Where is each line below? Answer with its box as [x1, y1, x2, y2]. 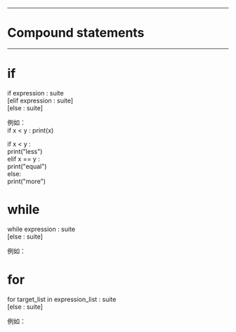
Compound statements [7, 25, 145, 41]
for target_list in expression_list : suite [7, 295, 117, 303]
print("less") [7, 147, 43, 155]
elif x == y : [7, 154, 40, 163]
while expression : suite [7, 225, 76, 233]
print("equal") [7, 162, 47, 171]
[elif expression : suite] [7, 96, 74, 105]
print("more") [7, 177, 46, 185]
